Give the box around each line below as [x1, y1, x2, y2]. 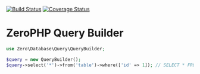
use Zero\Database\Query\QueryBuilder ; [6, 46, 105, 52]
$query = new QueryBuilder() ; [6, 56, 82, 62]
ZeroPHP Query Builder [6, 27, 124, 40]
